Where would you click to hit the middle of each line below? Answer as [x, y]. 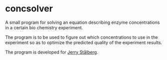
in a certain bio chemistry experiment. [44, 27]
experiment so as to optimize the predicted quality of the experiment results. [84, 42]
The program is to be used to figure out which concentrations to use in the [82, 37]
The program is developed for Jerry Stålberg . [52, 52]
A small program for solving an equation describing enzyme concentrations [83, 22]
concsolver [29, 9]
